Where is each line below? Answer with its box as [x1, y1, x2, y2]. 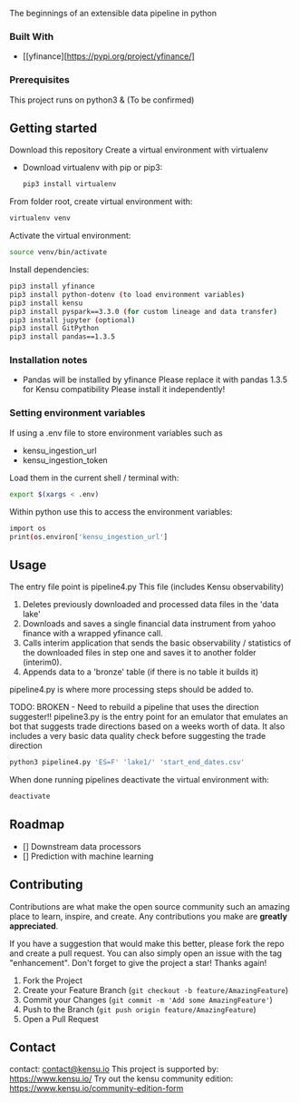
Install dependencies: [9, 264, 90, 275]
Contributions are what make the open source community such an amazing [9, 901, 290, 911]
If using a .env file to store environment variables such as [9, 427, 224, 438]
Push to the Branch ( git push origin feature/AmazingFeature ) [22, 1003, 256, 1015]
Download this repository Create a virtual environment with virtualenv [9, 144, 269, 155]
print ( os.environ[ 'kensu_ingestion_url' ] [9, 532, 169, 541]
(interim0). [22, 657, 63, 668]
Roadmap [9, 817, 65, 832]
